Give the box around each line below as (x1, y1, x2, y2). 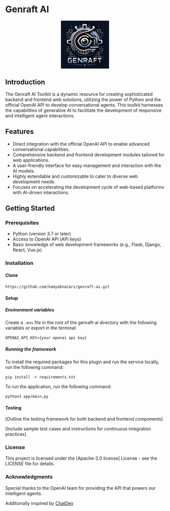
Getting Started (5, 204, 55, 213)
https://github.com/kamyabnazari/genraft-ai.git (5, 284, 110, 289)
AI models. (12, 167, 35, 174)
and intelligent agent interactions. (5, 113, 75, 119)
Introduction (5, 78, 46, 86)
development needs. (12, 179, 56, 185)
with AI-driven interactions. (12, 189, 70, 195)
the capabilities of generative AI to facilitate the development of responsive (5, 107, 162, 113)
